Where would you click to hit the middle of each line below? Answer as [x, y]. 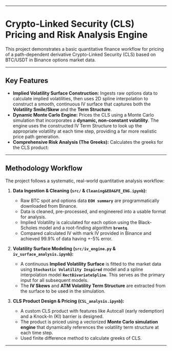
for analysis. [33, 217]
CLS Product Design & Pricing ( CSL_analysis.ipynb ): [68, 301]
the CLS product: [31, 147]
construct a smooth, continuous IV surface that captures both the [82, 104]
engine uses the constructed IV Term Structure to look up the [77, 125]
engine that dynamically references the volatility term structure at [90, 327]
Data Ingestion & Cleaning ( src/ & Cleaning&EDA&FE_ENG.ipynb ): [80, 190]
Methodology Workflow [44, 169]
